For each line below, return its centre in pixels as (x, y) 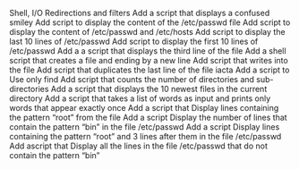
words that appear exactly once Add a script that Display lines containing (144, 108)
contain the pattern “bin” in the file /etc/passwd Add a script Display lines (145, 127)
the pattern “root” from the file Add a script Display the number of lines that (149, 117)
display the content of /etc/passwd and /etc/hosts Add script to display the (147, 32)
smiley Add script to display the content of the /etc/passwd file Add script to (150, 22)
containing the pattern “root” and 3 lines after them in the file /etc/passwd (145, 136)
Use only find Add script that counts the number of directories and (132, 79)
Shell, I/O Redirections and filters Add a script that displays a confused (140, 13)
